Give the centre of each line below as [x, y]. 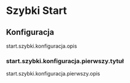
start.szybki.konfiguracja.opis [42, 46]
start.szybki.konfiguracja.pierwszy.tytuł [65, 61]
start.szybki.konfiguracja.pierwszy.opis [53, 74]
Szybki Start [36, 11]
